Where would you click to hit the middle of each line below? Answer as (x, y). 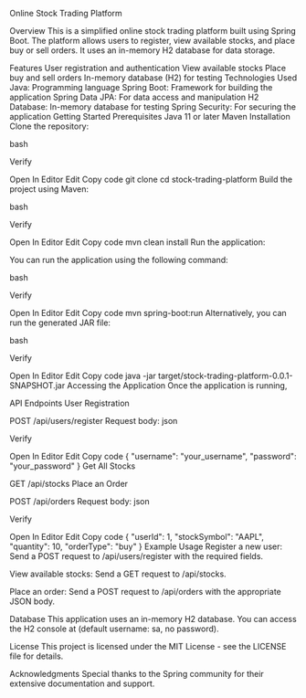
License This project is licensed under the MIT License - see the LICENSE (148, 646)
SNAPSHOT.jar (37, 386)
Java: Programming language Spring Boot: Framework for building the (141, 87)
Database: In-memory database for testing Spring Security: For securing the (153, 107)
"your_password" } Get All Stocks (73, 466)
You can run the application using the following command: (119, 260)
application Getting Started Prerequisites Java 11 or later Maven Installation (150, 116)
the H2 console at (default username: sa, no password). (114, 629)
